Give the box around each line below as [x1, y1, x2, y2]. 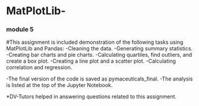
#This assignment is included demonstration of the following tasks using [6, 38, 184, 46]
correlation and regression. [6, 64, 72, 71]
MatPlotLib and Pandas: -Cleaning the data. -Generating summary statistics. [6, 45, 193, 52]
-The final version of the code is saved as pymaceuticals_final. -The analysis [6, 75, 193, 82]
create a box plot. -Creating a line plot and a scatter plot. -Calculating [6, 57, 176, 65]
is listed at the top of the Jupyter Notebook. [6, 82, 113, 89]
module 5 [6, 25, 34, 34]
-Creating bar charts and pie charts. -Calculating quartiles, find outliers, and [6, 52, 192, 59]
